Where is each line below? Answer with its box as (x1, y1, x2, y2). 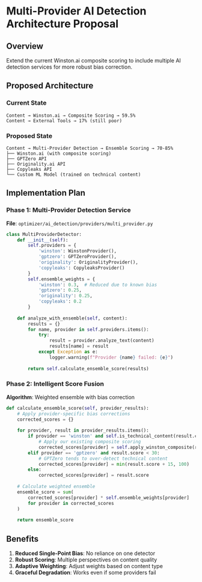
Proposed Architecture (6, 81, 94, 91)
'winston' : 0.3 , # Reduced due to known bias (38, 282, 158, 288)
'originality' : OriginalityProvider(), (38, 259, 138, 265)
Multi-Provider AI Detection (6, 4, 147, 18)
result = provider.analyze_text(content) (49, 338, 155, 344)
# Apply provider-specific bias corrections (17, 410, 130, 416)
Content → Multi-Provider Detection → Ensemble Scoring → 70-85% (6, 145, 173, 151)
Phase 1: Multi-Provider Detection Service (6, 206, 131, 214)
